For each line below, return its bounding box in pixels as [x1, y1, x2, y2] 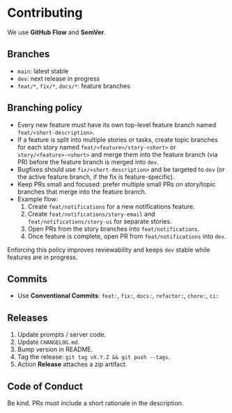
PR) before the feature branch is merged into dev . [17, 157, 159, 166]
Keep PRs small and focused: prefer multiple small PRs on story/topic [17, 180, 216, 188]
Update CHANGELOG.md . [17, 338, 80, 347]
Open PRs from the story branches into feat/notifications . [27, 224, 200, 233]
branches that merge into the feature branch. [17, 187, 147, 196]
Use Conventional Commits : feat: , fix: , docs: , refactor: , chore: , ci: [17, 291, 219, 300]
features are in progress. [7, 253, 78, 261]
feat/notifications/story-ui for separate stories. [27, 217, 172, 225]
